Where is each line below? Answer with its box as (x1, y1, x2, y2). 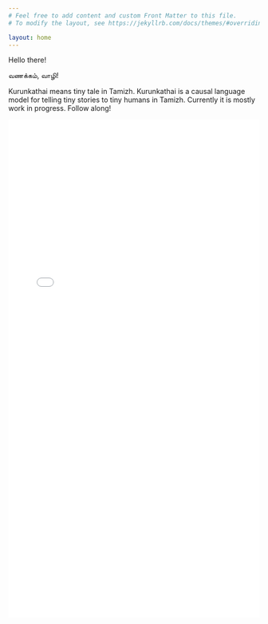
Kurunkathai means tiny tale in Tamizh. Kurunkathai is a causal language (8, 87, 246, 96)
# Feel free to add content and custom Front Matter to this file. (8, 11, 238, 20)
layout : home (8, 33, 52, 41)
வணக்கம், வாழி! (8, 71, 59, 80)
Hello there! (8, 55, 46, 65)
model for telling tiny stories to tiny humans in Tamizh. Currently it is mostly (8, 95, 255, 104)
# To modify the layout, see (8, 19, 105, 27)
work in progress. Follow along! (8, 104, 112, 113)
